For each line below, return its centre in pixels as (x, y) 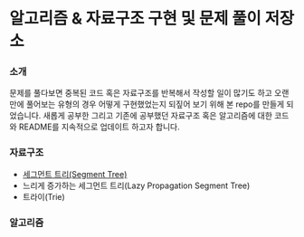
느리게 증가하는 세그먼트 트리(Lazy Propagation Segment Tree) (136, 185)
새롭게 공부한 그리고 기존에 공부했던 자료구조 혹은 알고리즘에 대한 (158, 116)
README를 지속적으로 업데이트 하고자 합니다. (99, 127)
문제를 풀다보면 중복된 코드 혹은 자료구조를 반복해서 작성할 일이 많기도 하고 (141, 93)
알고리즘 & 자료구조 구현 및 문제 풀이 (135, 19)
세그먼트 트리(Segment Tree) (75, 174)
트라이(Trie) (43, 196)
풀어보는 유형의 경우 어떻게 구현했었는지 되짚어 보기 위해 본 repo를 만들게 (155, 104)
